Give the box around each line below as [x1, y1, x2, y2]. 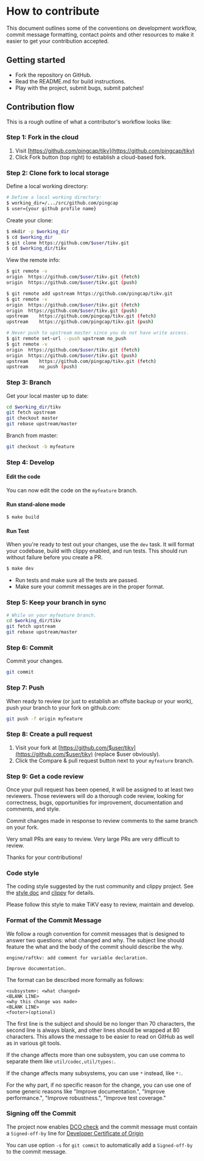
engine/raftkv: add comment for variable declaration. [6, 955, 149, 961]
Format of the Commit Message [6, 916, 102, 925]
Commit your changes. [6, 657, 64, 665]
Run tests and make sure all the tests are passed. [15, 577, 139, 584]
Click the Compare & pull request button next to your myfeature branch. [15, 757, 194, 764]
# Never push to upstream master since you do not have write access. [6, 330, 189, 336]
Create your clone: [6, 216, 53, 224]
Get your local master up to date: [6, 392, 89, 400]
